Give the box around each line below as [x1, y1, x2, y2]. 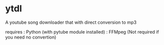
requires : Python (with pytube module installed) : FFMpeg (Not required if [5, 29, 159, 35]
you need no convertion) [5, 34, 57, 40]
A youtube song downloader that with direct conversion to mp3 [5, 19, 137, 25]
